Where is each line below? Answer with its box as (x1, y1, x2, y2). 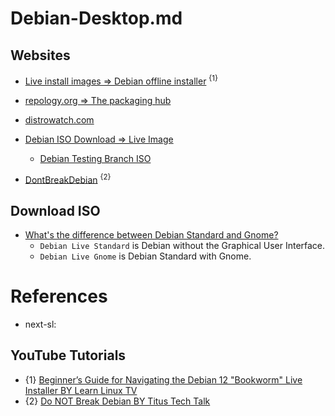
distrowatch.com (24, 113, 95, 126)
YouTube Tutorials (10, 347, 127, 364)
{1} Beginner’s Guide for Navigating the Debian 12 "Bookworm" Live (24, 373, 303, 386)
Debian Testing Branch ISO (39, 152, 152, 164)
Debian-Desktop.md (10, 7, 183, 30)
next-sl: (24, 318, 57, 331)
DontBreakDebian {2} (24, 172, 112, 186)
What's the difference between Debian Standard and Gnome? (24, 229, 279, 241)
